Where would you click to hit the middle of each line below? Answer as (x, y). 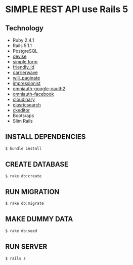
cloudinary (24, 99)
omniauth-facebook (33, 94)
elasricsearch (27, 105)
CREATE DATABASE (37, 164)
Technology (25, 28)
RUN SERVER (26, 247)
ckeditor (21, 110)
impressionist (27, 83)
